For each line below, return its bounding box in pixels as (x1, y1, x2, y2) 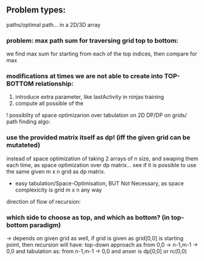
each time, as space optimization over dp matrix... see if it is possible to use (6, 161, 197, 168)
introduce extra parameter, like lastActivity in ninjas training (15, 93, 164, 101)
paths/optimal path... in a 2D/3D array (6, 21, 101, 28)
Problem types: (6, 5, 66, 15)
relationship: (35, 79, 74, 88)
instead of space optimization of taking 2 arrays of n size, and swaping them (6, 155, 199, 162)
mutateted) (6, 141, 41, 149)
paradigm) (29, 221, 61, 229)
